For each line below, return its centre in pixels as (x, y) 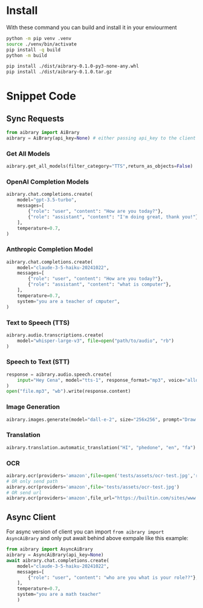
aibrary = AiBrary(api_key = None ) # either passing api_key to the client (101, 138)
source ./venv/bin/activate (42, 44)
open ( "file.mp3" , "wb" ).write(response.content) (69, 392)
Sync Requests (35, 119)
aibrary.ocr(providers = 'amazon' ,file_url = (60, 498)
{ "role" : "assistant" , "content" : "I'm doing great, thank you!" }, (114, 217)
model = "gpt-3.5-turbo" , (47, 200)
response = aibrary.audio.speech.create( (59, 374)
